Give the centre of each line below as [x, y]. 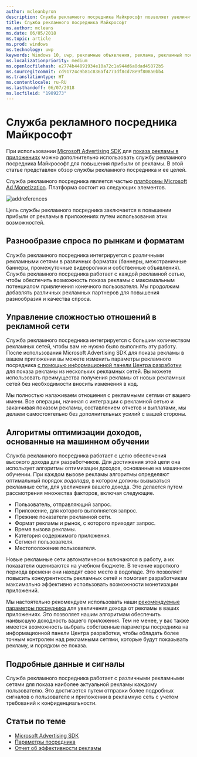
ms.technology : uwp [30, 50]
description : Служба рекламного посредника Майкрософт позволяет [87, 17]
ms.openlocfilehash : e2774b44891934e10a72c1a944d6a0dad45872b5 [85, 66]
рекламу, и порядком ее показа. [47, 646]
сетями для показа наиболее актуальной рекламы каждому [81, 684]
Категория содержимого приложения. [63, 536]
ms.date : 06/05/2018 [31, 33]
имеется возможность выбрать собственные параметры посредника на [97, 627]
